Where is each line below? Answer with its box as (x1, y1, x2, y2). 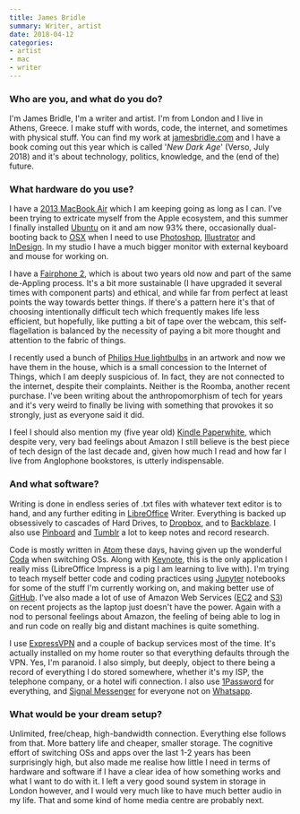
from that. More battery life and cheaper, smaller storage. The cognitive (9, 738, 273, 749)
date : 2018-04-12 (9, 30, 74, 39)
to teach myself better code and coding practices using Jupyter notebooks (9, 573, 286, 584)
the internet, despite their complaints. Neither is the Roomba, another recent (9, 381, 291, 392)
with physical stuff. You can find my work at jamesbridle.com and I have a (9, 132, 281, 143)
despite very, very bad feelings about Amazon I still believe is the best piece (9, 437, 290, 447)
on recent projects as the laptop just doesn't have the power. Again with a (9, 602, 281, 612)
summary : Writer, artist (9, 22, 102, 30)
